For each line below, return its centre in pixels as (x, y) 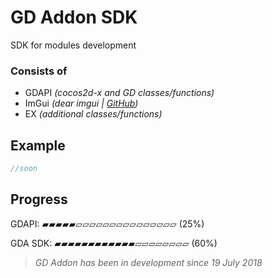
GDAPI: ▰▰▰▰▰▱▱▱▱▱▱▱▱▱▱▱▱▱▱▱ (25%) (107, 223)
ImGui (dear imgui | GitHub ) (81, 103)
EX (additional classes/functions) (93, 114)
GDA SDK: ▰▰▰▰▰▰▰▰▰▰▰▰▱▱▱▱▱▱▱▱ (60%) (114, 243)
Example (38, 145)
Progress (39, 199)
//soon (24, 169)
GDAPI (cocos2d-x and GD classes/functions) (119, 93)
